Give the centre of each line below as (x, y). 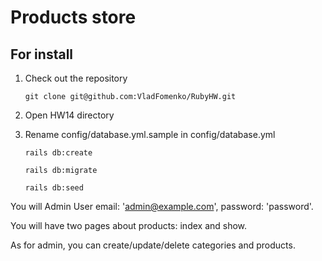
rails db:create (58, 153)
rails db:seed (54, 188)
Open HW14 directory (69, 115)
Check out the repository (76, 78)
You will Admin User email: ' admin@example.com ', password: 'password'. (162, 206)
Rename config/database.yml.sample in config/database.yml (150, 134)
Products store (73, 17)
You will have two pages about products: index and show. (129, 225)
